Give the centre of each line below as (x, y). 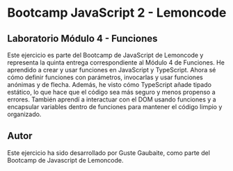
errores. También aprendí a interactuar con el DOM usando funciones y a (112, 99)
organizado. (24, 114)
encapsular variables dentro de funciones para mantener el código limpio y (115, 107)
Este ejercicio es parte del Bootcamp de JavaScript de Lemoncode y (105, 55)
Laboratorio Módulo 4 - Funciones (82, 39)
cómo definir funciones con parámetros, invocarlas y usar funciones (105, 77)
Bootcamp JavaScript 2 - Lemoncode (117, 13)
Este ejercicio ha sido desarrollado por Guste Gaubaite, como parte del (109, 153)
